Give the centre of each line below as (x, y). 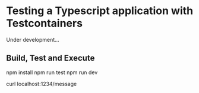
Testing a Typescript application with (100, 11)
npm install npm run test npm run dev (52, 72)
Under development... (33, 39)
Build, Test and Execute (50, 58)
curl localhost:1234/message (42, 84)
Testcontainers (45, 23)
